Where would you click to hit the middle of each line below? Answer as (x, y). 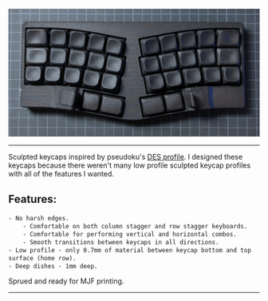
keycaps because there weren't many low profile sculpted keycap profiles (130, 165)
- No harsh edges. (39, 219)
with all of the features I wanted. (61, 174)
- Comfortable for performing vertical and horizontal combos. (130, 235)
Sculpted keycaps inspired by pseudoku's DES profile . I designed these (126, 157)
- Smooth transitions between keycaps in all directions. (121, 243)
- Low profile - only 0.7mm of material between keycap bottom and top (130, 251)
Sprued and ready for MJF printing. (66, 281)
